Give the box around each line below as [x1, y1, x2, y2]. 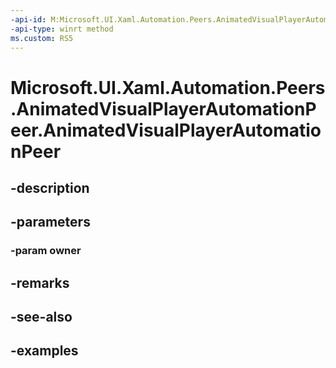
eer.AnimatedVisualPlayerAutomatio [10, 119, 322, 141]
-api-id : [10, 14, 47, 25]
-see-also [10, 309, 73, 326]
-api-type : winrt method [10, 24, 114, 34]
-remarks [10, 274, 70, 291]
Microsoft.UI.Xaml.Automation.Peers [10, 76, 326, 99]
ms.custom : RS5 [10, 33, 74, 43]
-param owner [10, 244, 82, 258]
